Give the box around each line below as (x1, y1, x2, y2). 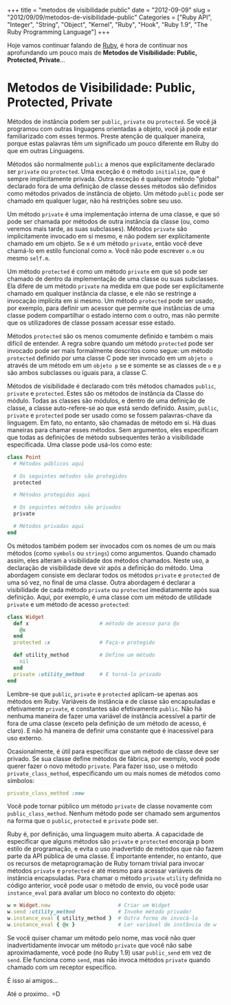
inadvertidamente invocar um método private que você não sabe (7, 941, 192, 949)
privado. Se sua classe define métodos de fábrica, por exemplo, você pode (7, 754, 220, 762)
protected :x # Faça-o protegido (13, 639, 155, 647)
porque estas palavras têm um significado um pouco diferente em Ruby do (7, 139, 219, 148)
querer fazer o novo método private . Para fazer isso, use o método (7, 762, 198, 770)
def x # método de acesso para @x (13, 620, 180, 627)
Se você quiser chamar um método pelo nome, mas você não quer (7, 933, 196, 942)
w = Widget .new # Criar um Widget (7, 902, 170, 909)
